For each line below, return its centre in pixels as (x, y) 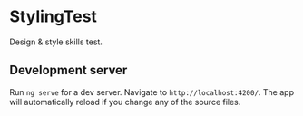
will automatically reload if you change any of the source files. (125, 101)
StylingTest (54, 17)
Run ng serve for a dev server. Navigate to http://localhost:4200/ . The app (152, 92)
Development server (68, 70)
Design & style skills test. (56, 42)
